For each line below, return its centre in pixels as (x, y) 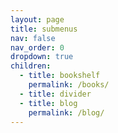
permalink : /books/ (69, 85)
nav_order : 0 (37, 47)
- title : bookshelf (60, 76)
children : (31, 66)
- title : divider (55, 94)
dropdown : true (42, 57)
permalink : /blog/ (66, 112)
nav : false (33, 38)
